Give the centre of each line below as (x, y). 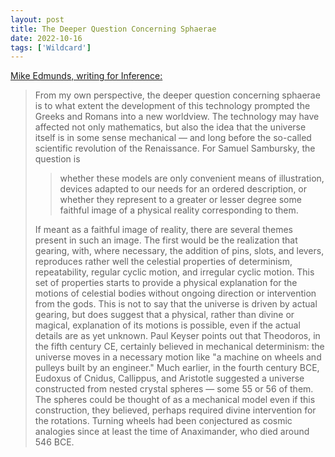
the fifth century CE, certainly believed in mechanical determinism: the (179, 347)
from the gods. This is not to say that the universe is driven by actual (176, 304)
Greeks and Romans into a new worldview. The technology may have (177, 117)
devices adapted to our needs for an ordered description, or (183, 189)
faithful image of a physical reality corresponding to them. (179, 210)
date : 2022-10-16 (46, 38)
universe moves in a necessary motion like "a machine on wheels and (178, 357)
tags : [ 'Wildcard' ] (51, 47)
